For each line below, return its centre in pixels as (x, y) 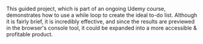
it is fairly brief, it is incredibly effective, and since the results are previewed (101, 21)
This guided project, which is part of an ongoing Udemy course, (86, 9)
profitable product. (30, 34)
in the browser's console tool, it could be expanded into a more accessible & (101, 28)
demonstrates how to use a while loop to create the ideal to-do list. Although (102, 15)
